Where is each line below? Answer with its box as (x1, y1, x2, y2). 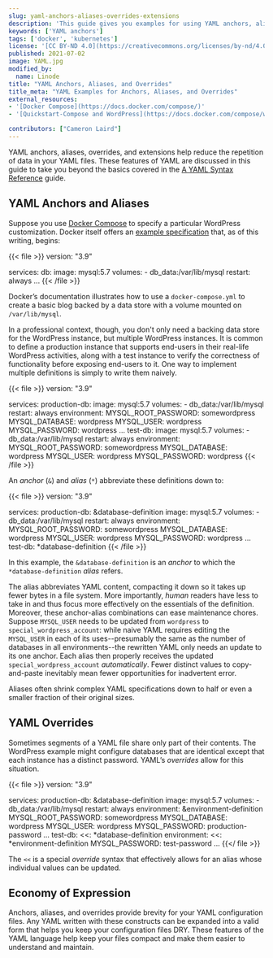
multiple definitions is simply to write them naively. (8, 368, 177, 377)
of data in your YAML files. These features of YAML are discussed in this (8, 155, 251, 165)
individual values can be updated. (8, 863, 122, 873)
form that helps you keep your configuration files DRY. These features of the (8, 925, 264, 935)
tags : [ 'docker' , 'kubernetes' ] (8, 34, 118, 43)
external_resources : (8, 95, 79, 103)
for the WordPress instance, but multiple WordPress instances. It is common (8, 333, 263, 342)
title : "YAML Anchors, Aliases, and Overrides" (8, 80, 173, 88)
